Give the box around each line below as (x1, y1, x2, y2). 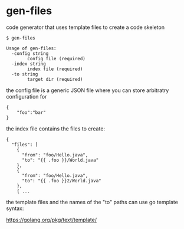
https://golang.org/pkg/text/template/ (6, 216, 97, 223)
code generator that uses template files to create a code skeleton (6, 24, 165, 31)
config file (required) (27, 55, 86, 61)
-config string (11, 50, 49, 57)
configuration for (6, 93, 47, 100)
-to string (11, 71, 38, 77)
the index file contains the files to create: (6, 125, 105, 132)
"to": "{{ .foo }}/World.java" (21, 157, 99, 163)
